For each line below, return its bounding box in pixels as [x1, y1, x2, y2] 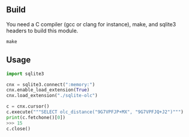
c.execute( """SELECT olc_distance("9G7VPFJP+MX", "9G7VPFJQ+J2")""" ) [6, 109, 184, 115]
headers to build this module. [6, 27, 79, 34]
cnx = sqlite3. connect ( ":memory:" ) [6, 81, 95, 87]
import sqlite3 [6, 71, 44, 77]
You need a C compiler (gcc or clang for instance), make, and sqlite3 [6, 20, 176, 28]
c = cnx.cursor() [6, 103, 50, 109]
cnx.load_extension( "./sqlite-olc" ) [6, 93, 98, 99]
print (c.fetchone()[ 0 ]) [6, 114, 66, 120]
